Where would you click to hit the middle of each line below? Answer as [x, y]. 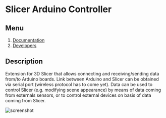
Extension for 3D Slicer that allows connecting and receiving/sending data [82, 73]
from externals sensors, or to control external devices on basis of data [78, 95]
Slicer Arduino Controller [59, 9]
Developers [24, 46]
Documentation [29, 40]
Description [24, 62]
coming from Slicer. [26, 100]
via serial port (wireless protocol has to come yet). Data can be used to [79, 84]
